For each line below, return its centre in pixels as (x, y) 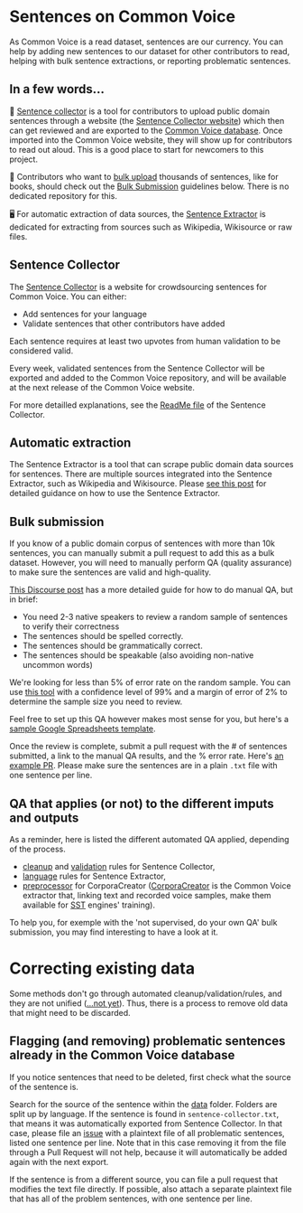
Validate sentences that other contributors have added (124, 324)
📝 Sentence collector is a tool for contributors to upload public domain (140, 111)
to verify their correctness (71, 626)
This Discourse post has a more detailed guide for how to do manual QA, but (151, 590)
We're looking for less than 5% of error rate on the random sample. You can (150, 682)
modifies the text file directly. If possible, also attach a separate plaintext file (151, 1189)
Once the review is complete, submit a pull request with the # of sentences (148, 747)
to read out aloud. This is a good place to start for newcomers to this (137, 149)
